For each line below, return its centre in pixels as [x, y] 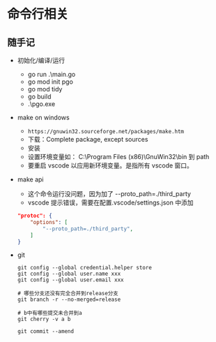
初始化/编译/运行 [41, 60]
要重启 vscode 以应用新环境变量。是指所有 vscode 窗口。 [110, 165]
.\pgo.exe [41, 104]
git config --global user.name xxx [69, 274]
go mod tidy [45, 89]
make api [30, 179]
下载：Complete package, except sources [88, 139]
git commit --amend [46, 332]
